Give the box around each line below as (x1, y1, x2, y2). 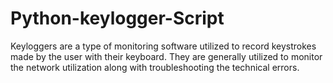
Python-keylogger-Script (10, 7, 225, 30)
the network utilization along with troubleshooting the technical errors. (10, 61, 300, 73)
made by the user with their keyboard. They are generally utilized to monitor (10, 50, 323, 62)
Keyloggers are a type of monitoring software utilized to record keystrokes (10, 40, 317, 52)
